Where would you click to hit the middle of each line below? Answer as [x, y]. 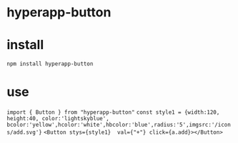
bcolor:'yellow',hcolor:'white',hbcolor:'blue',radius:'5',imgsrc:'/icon [119, 125]
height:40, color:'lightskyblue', [58, 119]
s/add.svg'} [24, 132]
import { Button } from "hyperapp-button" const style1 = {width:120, [113, 112]
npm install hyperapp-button [50, 64]
